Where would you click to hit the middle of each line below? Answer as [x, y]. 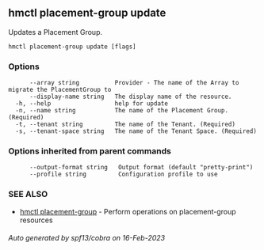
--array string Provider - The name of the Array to [134, 83]
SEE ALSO [28, 195]
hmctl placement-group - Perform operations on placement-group [128, 211]
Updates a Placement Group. [55, 32]
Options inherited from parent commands [90, 151]
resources [36, 220]
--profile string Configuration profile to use [123, 174]
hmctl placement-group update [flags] [72, 47]
